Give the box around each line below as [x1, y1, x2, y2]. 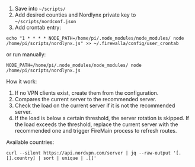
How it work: [6, 78, 37, 85]
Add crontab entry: [14, 24, 61, 31]
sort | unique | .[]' [43, 155, 97, 161]
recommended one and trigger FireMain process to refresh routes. [14, 127, 177, 134]
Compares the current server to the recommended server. [14, 96, 157, 102]
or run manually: [6, 51, 46, 58]
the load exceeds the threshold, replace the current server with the [14, 121, 178, 128]
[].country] [6, 155, 36, 161]
